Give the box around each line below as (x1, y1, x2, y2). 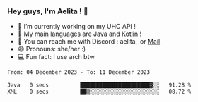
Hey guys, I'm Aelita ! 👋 (7, 6, 88, 16)
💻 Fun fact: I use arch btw (17, 53, 95, 61)
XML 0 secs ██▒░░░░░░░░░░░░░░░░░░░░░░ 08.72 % (7, 88, 192, 96)
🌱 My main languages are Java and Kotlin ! (17, 30, 142, 38)
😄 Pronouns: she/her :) (17, 45, 86, 53)
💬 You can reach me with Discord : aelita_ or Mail (17, 37, 161, 46)
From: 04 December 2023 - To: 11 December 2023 (7, 69, 151, 76)
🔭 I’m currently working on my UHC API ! (17, 23, 136, 31)
